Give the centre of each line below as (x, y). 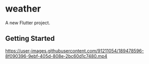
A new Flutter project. (28, 23)
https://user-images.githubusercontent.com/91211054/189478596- (74, 50)
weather (23, 9)
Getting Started (30, 39)
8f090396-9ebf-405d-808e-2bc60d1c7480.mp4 (56, 56)
